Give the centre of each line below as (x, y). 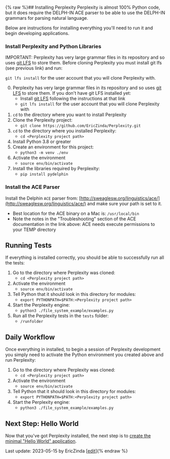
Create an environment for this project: (53, 147)
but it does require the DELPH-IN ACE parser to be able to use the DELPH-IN (85, 13)
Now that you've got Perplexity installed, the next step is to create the (78, 436)
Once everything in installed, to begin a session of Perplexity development (83, 350)
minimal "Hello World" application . (41, 441)
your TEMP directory (34, 230)
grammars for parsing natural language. (47, 18)
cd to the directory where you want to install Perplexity (70, 115)
